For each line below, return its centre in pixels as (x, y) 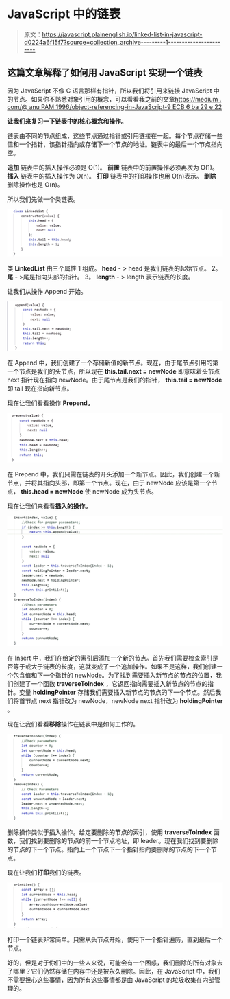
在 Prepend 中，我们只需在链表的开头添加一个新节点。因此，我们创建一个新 (114, 474)
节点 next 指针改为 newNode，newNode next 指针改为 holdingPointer (124, 700)
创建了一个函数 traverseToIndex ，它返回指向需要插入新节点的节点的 (110, 683)
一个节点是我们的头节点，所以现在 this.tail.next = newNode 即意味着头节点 (114, 371)
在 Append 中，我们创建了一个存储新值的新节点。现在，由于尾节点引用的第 (113, 363)
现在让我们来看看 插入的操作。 (49, 506)
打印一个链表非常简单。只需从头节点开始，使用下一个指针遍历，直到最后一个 (115, 940)
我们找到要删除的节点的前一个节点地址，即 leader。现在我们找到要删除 (119, 841)
